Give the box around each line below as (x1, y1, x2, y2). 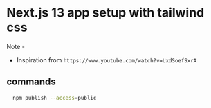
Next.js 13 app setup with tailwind (6, 5, 205, 21)
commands (6, 76, 56, 88)
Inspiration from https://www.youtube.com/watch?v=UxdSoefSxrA (16, 55, 197, 64)
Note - (6, 42, 25, 51)
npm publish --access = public (12, 94, 97, 101)
